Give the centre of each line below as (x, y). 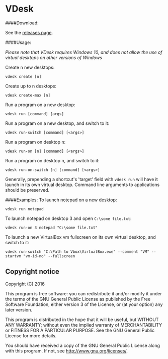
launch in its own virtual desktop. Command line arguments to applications (82, 185)
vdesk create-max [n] (28, 95)
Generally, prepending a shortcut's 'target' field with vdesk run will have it (81, 179)
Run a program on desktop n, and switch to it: (52, 160)
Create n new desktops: (30, 67)
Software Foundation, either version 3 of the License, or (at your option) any (84, 304)
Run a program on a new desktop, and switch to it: (57, 123)
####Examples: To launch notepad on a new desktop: (61, 200)
